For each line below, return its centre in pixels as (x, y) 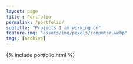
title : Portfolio (29, 17)
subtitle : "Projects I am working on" (54, 28)
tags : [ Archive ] (26, 38)
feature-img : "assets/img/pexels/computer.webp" (67, 33)
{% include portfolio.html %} (41, 55)
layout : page (22, 11)
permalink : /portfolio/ (35, 22)
